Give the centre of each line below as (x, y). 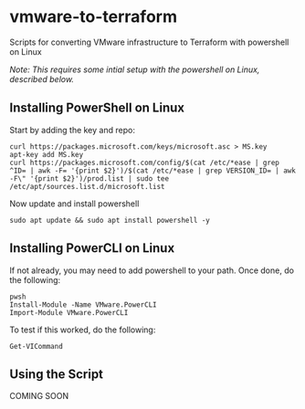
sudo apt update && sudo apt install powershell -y (110, 220)
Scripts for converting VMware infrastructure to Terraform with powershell (149, 42)
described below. (42, 79)
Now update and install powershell (74, 204)
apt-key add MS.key (47, 154)
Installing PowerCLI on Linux (92, 248)
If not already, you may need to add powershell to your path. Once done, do (152, 270)
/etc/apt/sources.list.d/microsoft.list (88, 186)
